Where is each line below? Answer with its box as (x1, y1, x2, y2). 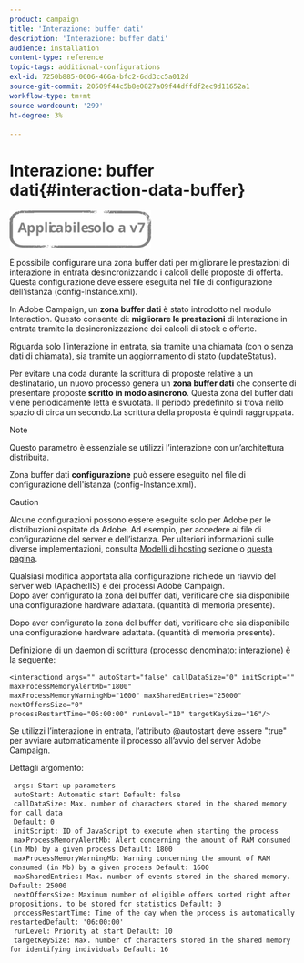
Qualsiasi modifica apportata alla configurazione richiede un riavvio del (9, 571, 276, 582)
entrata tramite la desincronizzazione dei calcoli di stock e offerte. (9, 323, 258, 334)
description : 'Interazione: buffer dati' (9, 34, 169, 43)
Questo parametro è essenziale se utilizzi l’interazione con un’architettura (9, 442, 285, 453)
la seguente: (9, 654, 56, 665)
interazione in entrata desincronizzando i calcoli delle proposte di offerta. (9, 267, 284, 278)
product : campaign (9, 15, 79, 24)
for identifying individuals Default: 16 (9, 945, 169, 955)
